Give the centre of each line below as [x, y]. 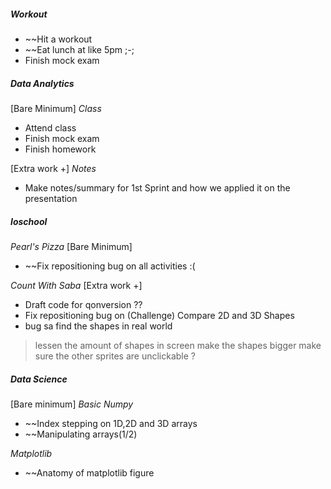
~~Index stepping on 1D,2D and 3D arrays [111, 423]
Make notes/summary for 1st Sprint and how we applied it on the [157, 187]
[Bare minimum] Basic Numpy [72, 404]
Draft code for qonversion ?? [83, 304]
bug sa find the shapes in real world [98, 326]
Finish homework [60, 149]
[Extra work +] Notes [53, 168]
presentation [51, 198]
